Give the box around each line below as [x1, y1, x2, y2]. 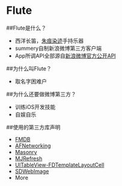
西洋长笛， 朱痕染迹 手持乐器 [14, 37, 84, 44]
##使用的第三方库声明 [6, 123, 61, 131]
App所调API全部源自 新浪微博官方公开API [14, 52, 116, 59]
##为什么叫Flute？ [6, 64, 52, 72]
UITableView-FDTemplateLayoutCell [14, 161, 105, 169]
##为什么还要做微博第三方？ [6, 90, 76, 98]
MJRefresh [14, 155, 43, 162]
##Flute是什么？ [6, 24, 47, 31]
